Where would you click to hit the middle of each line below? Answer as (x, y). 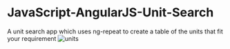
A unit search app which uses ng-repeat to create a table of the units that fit (115, 31)
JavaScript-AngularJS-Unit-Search (111, 13)
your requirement (32, 38)
